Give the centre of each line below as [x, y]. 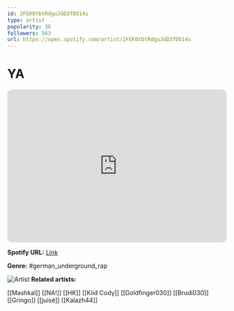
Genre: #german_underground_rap [57, 266]
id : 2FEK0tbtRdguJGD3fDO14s [48, 14]
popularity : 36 [29, 26]
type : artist [26, 20]
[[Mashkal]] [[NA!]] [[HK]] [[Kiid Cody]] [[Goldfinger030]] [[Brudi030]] [108, 293]
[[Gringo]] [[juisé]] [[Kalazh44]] [53, 301]
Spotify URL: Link [33, 253]
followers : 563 [29, 33]
